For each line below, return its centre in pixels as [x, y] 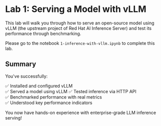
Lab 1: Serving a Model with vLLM [76, 9]
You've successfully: [26, 76]
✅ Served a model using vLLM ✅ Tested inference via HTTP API [71, 91]
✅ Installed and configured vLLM [39, 86]
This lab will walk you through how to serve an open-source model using [80, 23]
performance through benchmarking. [43, 33]
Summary [21, 64]
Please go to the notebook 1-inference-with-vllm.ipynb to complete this [80, 43]
